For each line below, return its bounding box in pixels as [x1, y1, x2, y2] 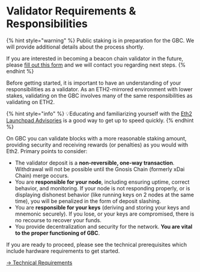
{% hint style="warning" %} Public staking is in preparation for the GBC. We [6, 37, 195, 44]
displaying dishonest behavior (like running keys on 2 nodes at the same [14, 191, 194, 198]
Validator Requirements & [6, 4, 136, 18]
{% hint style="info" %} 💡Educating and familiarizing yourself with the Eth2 [6, 110, 192, 117]
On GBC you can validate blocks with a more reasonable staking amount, [6, 134, 187, 142]
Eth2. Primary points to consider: [6, 147, 88, 154]
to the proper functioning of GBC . [14, 229, 100, 237]
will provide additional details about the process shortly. [6, 43, 145, 50]
